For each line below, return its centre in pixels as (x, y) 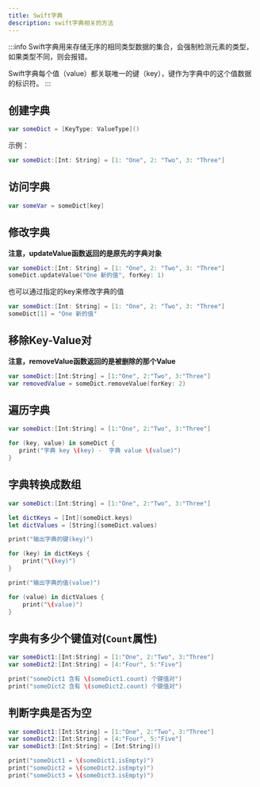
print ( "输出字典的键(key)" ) (51, 540)
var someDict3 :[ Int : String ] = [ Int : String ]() (84, 747)
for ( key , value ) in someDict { (61, 443)
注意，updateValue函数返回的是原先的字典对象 (85, 253)
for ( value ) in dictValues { (56, 597)
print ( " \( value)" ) (53, 604)
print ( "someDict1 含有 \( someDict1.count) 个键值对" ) (95, 678)
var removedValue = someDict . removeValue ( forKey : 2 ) (97, 384)
